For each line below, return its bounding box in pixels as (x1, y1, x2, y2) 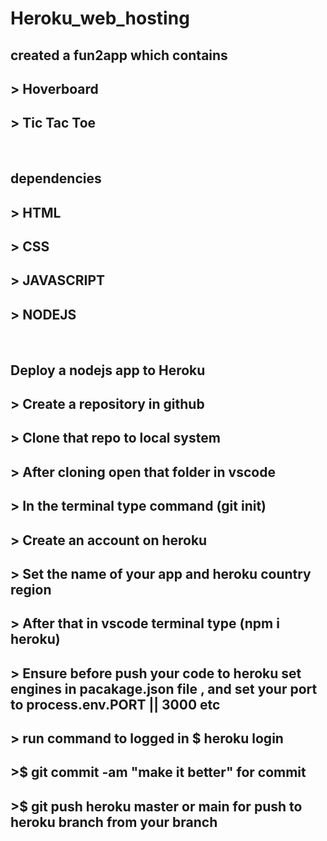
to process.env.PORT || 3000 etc (10, 696, 221, 713)
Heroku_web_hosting (10, 7, 190, 30)
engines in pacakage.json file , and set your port (10, 680, 318, 697)
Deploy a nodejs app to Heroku (10, 362, 206, 379)
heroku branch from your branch (10, 813, 218, 831)
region (10, 581, 52, 598)
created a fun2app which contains (10, 47, 228, 64)
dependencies (10, 170, 102, 187)
